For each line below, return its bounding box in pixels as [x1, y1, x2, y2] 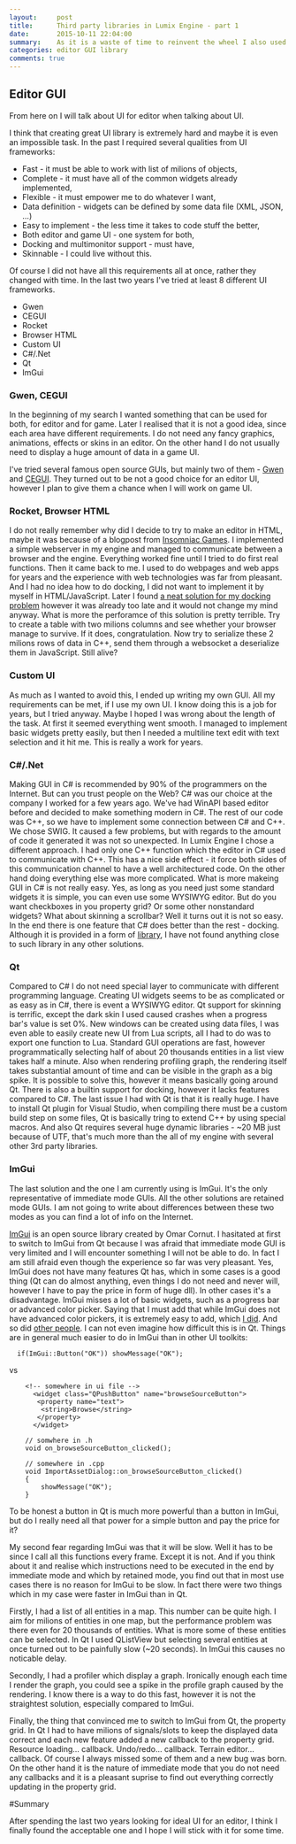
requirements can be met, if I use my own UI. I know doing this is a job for [9, 698, 277, 709]
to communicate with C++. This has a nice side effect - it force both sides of [9, 854, 287, 864]
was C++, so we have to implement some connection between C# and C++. [9, 816, 285, 827]
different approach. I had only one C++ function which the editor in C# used [9, 845, 285, 855]
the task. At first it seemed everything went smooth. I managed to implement [9, 718, 288, 729]
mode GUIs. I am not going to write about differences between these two [9, 1201, 275, 1213]
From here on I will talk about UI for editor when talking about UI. [9, 110, 245, 120]
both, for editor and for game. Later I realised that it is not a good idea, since [9, 419, 287, 429]
